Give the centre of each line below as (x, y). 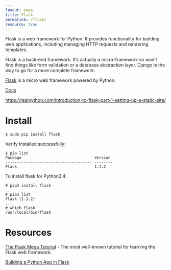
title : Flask (19, 15)
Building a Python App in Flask (38, 262)
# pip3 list (18, 195)
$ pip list (17, 153)
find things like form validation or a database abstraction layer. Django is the (85, 65)
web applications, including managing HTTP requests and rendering (77, 44)
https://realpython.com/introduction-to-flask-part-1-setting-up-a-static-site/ (86, 100)
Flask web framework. (29, 252)
